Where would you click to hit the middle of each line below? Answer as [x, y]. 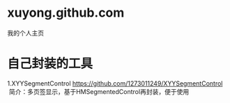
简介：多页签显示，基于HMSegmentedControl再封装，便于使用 [99, 91]
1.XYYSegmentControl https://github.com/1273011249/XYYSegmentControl [115, 83]
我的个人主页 [25, 33]
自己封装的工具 [50, 64]
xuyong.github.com [66, 13]
